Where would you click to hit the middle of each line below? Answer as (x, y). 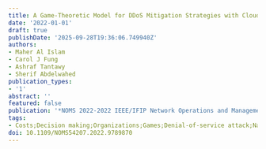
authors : (23, 45)
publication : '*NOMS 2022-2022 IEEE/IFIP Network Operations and (118, 111)
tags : (17, 118)
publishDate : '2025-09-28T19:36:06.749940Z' (83, 37)
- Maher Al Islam (37, 52)
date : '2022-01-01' (40, 23)
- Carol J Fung (33, 60)
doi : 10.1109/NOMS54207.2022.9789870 (70, 132)
